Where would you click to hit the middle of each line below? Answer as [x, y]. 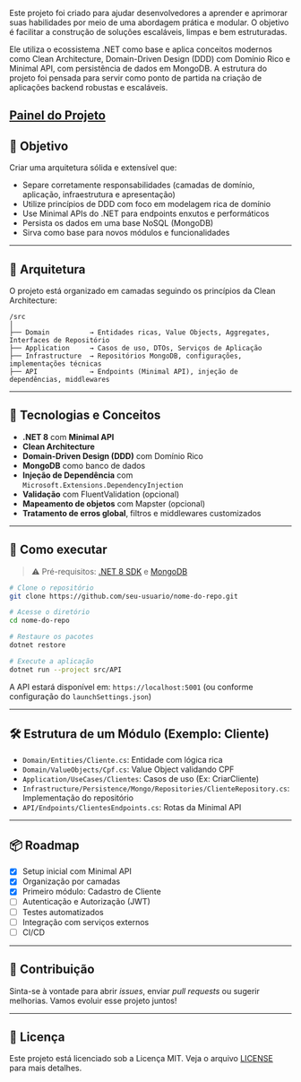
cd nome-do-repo [39, 621]
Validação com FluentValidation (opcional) [101, 494]
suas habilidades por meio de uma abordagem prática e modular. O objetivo [149, 22]
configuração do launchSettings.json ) [81, 696]
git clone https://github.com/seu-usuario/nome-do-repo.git [124, 596]
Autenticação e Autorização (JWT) [86, 902]
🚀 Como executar [58, 550]
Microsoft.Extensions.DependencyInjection [103, 485]
